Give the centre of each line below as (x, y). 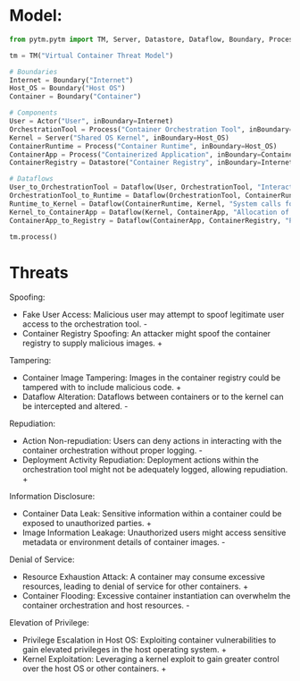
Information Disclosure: (52, 497)
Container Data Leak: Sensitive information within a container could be (152, 514)
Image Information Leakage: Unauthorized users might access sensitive (154, 532)
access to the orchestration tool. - (84, 324)
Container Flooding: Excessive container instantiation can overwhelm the (156, 596)
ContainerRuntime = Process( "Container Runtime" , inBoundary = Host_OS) (143, 146)
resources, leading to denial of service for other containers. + (135, 586)
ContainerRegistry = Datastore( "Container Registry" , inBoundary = (135, 163)
